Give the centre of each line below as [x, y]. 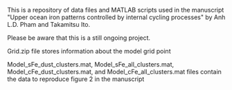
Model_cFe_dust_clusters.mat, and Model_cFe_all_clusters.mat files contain [114, 72]
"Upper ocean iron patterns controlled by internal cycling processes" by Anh [116, 17]
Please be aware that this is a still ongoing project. [79, 38]
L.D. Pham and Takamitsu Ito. [49, 24]
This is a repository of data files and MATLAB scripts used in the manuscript [116, 10]
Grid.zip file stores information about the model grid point [89, 51]
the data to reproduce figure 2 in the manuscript [76, 79]
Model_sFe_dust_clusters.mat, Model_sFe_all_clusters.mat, [91, 64]
